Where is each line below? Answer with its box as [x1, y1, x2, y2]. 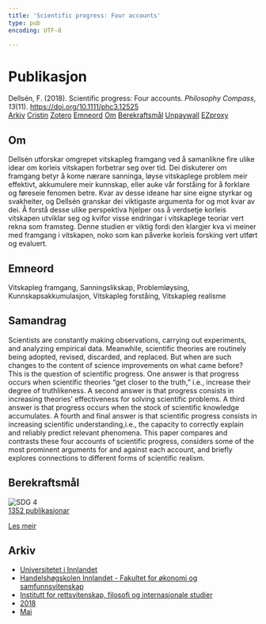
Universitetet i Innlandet [19, 565, 97, 575]
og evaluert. [8, 239, 47, 248]
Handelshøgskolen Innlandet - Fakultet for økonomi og [19, 573, 198, 583]
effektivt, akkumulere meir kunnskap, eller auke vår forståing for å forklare [8, 180, 251, 189]
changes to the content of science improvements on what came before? [8, 360, 244, 369]
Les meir [8, 521, 37, 530]
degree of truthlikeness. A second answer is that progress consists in [8, 385, 234, 395]
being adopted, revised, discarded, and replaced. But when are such [8, 352, 232, 362]
